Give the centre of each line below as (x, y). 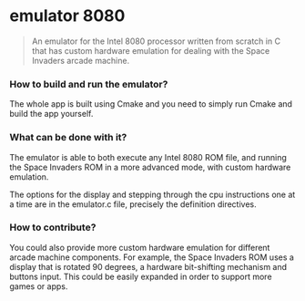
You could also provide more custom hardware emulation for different (140, 247)
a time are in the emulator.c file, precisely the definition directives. (133, 204)
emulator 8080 (67, 16)
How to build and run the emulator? (89, 84)
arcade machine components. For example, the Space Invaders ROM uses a (152, 257)
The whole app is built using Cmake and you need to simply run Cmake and (151, 104)
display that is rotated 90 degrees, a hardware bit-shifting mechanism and (148, 266)
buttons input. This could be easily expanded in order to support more (141, 276)
